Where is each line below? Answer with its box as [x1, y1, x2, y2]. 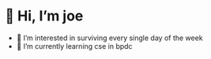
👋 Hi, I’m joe [5, 7, 84, 25]
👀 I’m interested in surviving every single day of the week [16, 33, 204, 42]
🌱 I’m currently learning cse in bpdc [16, 41, 133, 50]
